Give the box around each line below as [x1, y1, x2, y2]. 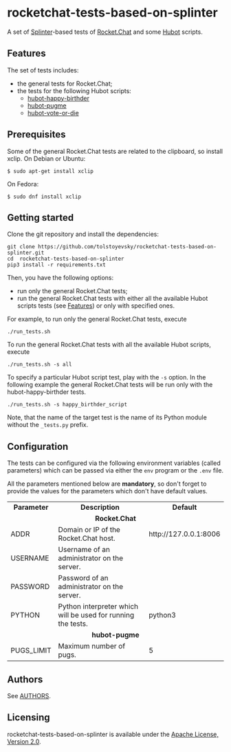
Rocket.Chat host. [58, 533, 115, 543]
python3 [148, 611, 177, 620]
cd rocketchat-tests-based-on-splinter [7, 255, 125, 263]
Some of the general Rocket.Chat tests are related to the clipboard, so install [7, 147, 223, 155]
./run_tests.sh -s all [7, 361, 72, 368]
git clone [7, 244, 36, 250]
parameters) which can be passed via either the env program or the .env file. [7, 466, 224, 475]
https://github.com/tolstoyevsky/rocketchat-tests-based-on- [37, 244, 217, 250]
